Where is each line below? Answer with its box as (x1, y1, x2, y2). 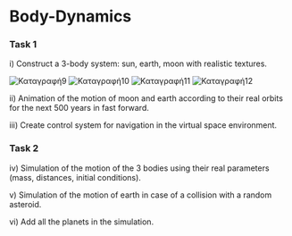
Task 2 (9, 142, 39, 155)
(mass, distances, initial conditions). (9, 172, 141, 182)
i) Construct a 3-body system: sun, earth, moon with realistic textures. (9, 58, 268, 69)
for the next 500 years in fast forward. (9, 103, 149, 114)
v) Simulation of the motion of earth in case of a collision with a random (9, 190, 272, 200)
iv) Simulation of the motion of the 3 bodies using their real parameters (9, 163, 270, 173)
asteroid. (9, 198, 42, 209)
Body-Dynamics (9, 6, 132, 27)
